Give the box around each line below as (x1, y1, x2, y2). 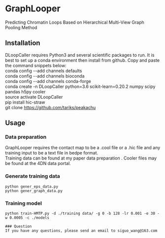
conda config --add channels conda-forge (5, 78, 91, 84)
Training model (5, 199, 42, 206)
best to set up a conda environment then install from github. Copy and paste (5, 57, 160, 63)
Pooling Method (5, 24, 37, 30)
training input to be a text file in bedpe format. (5, 150, 99, 156)
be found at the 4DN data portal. (5, 160, 71, 166)
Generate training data (5, 173, 61, 180)
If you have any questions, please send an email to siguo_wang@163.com (5, 228, 158, 234)
